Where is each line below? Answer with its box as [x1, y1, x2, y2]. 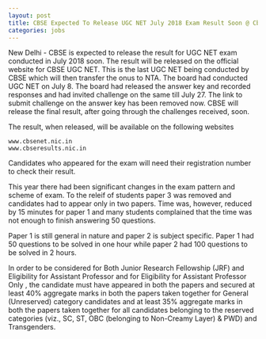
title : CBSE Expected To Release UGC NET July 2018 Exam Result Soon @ [8, 19, 249, 27]
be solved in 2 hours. [8, 248, 77, 257]
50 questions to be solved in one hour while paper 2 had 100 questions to [8, 239, 248, 249]
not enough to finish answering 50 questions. [8, 215, 156, 226]
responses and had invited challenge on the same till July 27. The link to [8, 90, 243, 100]
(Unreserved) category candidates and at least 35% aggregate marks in [8, 297, 243, 307]
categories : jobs [8, 26, 66, 34]
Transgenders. [8, 322, 56, 332]
